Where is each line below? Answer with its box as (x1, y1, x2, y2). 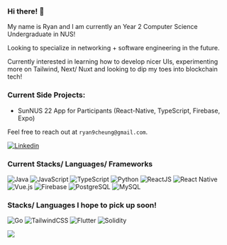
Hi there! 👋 (7, 6, 45, 16)
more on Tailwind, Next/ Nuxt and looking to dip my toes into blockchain (7, 65, 218, 74)
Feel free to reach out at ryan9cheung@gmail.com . (7, 127, 148, 136)
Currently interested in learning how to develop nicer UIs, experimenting (7, 57, 218, 66)
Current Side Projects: (7, 90, 86, 100)
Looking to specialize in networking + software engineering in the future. (7, 44, 220, 52)
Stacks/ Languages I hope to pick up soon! (7, 200, 157, 210)
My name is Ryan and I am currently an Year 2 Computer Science (7, 23, 198, 31)
